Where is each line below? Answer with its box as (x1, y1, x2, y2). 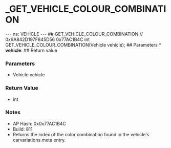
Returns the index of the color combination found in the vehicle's (12, 131, 149, 137)
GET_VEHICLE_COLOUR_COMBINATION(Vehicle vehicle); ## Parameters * (5, 41, 161, 48)
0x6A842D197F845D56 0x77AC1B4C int (5, 36, 90, 43)
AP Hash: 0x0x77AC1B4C (12, 120, 67, 126)
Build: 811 (12, 126, 33, 132)
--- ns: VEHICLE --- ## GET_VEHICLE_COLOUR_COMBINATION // (5, 31, 143, 37)
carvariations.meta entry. (12, 137, 66, 143)
